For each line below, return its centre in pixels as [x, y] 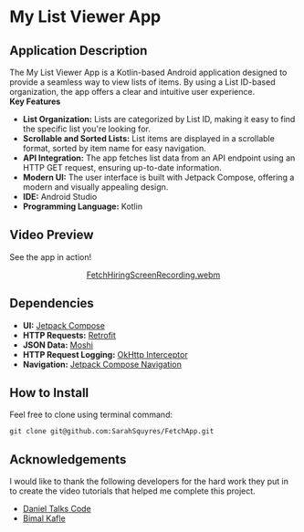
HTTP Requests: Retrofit [69, 335]
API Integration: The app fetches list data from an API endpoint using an [159, 158]
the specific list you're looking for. [86, 129]
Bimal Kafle [44, 518]
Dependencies [52, 303]
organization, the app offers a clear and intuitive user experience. [132, 92]
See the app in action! [51, 256]
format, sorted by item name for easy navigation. [115, 148]
